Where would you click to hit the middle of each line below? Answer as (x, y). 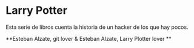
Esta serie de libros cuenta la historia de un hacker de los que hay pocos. (97, 27)
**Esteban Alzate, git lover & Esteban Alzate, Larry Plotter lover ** (89, 38)
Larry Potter (37, 10)
